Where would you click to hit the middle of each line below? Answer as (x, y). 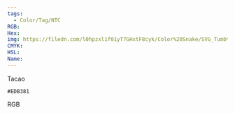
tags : (15, 14)
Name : (15, 59)
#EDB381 (19, 91)
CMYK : (15, 46)
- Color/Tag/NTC (37, 20)
